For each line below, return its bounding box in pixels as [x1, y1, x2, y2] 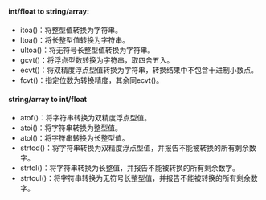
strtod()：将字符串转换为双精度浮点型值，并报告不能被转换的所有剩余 [19, 143, 249, 153]
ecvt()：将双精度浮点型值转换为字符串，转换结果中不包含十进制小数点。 [19, 65, 259, 76]
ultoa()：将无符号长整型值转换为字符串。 [19, 45, 155, 55]
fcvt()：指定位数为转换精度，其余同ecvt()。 [19, 76, 163, 85]
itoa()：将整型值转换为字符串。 [19, 25, 123, 35]
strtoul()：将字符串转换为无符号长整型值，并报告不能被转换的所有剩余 [19, 173, 251, 183]
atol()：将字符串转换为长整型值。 [19, 133, 130, 143]
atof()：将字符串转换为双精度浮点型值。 [19, 113, 151, 123]
